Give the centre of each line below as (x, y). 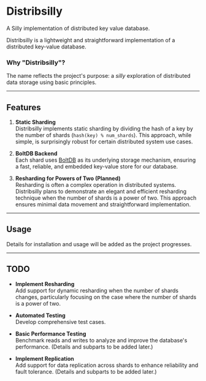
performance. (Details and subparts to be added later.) (84, 347)
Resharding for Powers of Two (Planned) (68, 178)
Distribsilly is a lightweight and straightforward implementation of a (91, 40)
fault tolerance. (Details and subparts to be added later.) (86, 371)
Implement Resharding (45, 284)
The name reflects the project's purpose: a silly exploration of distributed (99, 76)
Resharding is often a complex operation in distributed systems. (96, 185)
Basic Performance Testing (51, 334)
